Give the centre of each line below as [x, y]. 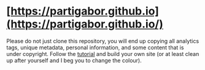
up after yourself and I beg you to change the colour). [74, 60]
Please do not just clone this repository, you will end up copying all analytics [103, 41]
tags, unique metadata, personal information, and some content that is [95, 47]
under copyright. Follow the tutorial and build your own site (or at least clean [103, 54]
